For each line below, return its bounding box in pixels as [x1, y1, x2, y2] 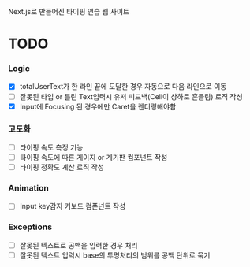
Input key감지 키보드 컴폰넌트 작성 [19, 202, 126, 211]
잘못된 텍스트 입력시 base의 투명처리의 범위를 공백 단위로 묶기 [19, 250, 211, 260]
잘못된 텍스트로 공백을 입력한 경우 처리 [19, 240, 138, 250]
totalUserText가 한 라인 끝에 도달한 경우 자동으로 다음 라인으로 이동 [19, 82, 227, 91]
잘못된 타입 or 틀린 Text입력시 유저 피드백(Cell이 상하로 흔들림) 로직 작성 [19, 91, 243, 101]
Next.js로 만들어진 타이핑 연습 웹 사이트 [8, 7, 130, 16]
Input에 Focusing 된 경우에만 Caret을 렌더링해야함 [19, 102, 177, 111]
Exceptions [8, 221, 53, 232]
